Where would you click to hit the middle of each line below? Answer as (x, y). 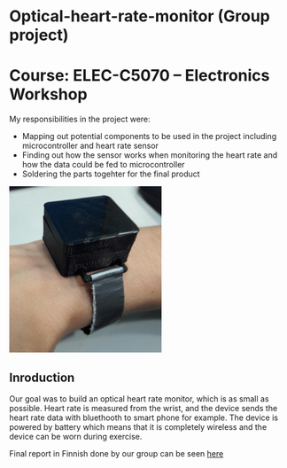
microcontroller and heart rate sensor (90, 146)
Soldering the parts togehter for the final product (111, 174)
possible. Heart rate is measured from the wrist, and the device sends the (143, 408)
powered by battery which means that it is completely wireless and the (138, 426)
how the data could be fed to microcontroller (103, 165)
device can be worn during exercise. (76, 436)
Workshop (48, 94)
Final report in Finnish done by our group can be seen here (116, 453)
